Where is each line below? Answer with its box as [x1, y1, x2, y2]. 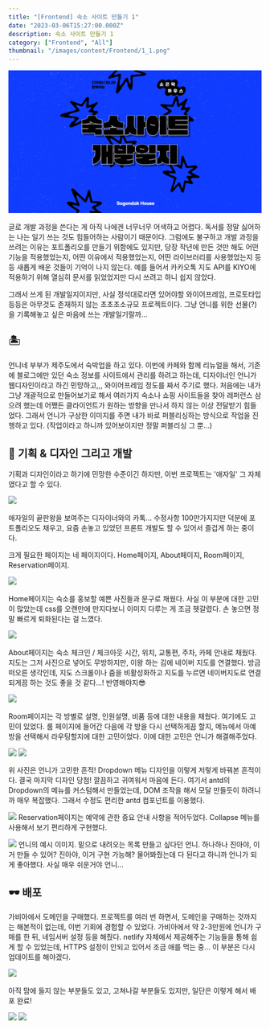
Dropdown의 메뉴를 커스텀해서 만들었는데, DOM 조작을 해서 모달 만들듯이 [8, 785, 239, 795]
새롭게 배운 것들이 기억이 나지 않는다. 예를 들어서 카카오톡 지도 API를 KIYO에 [16, 262, 256, 272]
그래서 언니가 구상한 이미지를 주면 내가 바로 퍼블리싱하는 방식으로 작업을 [25, 411, 251, 420]
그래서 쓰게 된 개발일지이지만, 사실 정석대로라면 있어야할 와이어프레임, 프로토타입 [8, 289, 262, 299]
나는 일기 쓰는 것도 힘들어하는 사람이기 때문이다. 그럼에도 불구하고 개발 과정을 [16, 232, 260, 241]
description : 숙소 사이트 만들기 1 [8, 30, 114, 38]
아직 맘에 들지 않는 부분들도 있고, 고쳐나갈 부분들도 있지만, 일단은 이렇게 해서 [8, 986, 248, 996]
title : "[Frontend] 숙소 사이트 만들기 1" [8, 13, 139, 21]
